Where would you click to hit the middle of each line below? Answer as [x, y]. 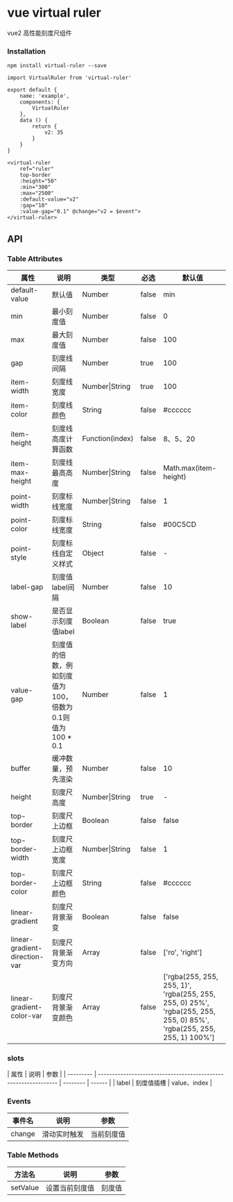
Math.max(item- [190, 468]
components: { [40, 102]
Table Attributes [35, 258]
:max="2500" [37, 193]
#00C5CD [179, 524]
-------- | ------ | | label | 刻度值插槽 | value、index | [138, 1083]
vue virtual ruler [54, 13]
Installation [27, 51]
